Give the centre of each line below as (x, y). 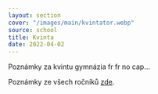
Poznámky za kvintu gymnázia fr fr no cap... (79, 67)
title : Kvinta (31, 37)
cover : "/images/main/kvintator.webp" (71, 23)
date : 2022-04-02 (36, 45)
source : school (33, 30)
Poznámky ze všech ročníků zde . (61, 82)
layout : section (34, 15)
